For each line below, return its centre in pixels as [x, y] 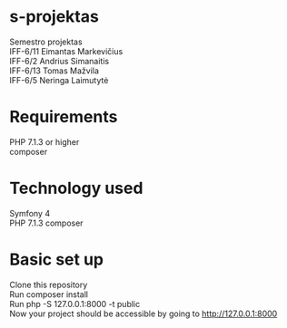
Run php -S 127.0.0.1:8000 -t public [75, 304]
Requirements [64, 117]
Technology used [76, 188]
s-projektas [54, 17]
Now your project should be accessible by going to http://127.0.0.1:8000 [143, 314]
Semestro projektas [46, 42]
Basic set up [57, 259]
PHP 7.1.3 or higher [45, 141]
